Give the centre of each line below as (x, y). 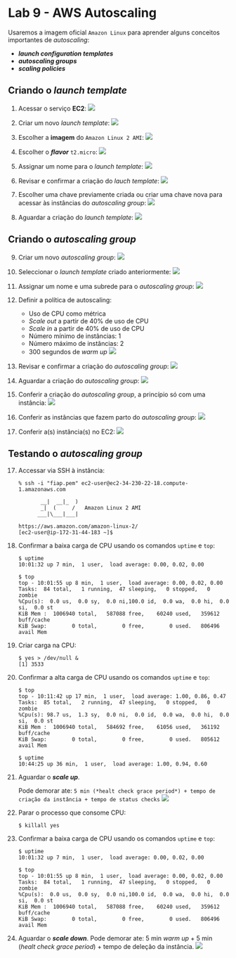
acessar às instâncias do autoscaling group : (82, 202)
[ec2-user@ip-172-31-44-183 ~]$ (65, 533)
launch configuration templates (66, 53)
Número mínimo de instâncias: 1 (75, 336)
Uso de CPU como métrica (67, 313)
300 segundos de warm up (68, 351)
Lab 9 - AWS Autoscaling (83, 13)
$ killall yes (39, 826)
